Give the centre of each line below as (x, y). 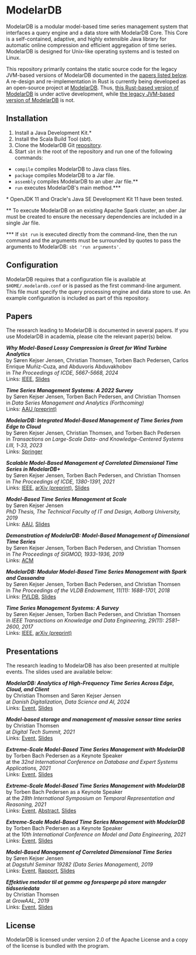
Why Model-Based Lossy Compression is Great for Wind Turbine (87, 348)
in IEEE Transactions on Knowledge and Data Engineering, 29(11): (85, 621)
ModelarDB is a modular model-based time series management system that (97, 26)
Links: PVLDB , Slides (31, 597)
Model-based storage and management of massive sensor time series (94, 719)
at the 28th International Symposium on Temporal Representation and (90, 798)
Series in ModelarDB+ (33, 469)
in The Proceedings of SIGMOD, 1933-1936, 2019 (65, 554)
